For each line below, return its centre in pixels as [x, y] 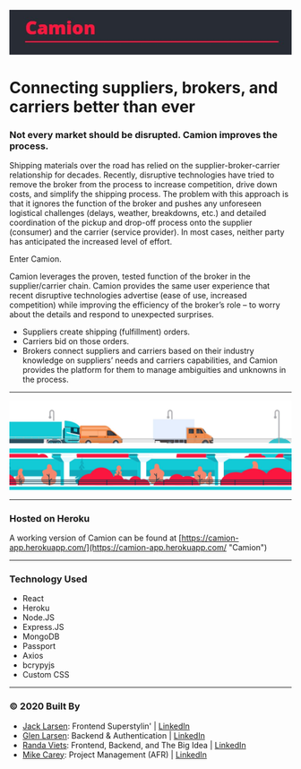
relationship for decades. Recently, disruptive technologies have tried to [142, 175]
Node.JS [39, 618]
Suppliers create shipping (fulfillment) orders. [106, 332]
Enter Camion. [35, 259]
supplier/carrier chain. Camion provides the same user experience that [140, 286]
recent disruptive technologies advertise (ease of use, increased [129, 296]
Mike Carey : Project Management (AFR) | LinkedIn [115, 755]
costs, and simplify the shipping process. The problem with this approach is [149, 194]
